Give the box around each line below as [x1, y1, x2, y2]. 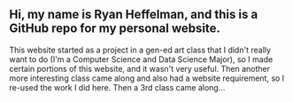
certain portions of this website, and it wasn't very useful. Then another [9, 63, 271, 74]
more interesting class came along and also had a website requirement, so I [9, 73, 285, 83]
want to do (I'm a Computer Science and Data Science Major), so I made [9, 53, 274, 65]
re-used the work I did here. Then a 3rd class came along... [9, 82, 226, 92]
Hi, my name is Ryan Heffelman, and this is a [9, 7, 258, 22]
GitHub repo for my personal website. [9, 21, 221, 36]
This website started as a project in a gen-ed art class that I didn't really [9, 44, 272, 55]
